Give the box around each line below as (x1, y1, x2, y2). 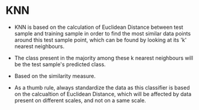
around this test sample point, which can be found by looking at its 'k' (14, 36, 187, 43)
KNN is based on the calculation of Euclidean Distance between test (14, 23, 184, 31)
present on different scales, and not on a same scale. (14, 97, 147, 104)
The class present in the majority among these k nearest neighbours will (14, 54, 194, 61)
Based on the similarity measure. (14, 72, 96, 79)
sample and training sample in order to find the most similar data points (14, 29, 191, 37)
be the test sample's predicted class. (14, 61, 106, 68)
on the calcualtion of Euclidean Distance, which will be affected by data (14, 90, 192, 97)
